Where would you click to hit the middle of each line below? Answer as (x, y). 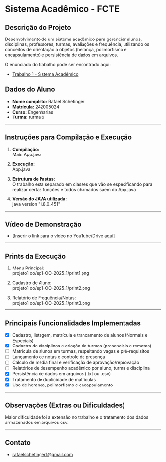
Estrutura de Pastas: (34, 179)
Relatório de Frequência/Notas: (44, 298)
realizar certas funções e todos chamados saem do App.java (74, 189)
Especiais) (23, 341)
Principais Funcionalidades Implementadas (73, 323)
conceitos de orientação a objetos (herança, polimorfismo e (66, 50)
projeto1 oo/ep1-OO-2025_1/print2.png (51, 288)
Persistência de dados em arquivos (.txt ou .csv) (62, 374)
